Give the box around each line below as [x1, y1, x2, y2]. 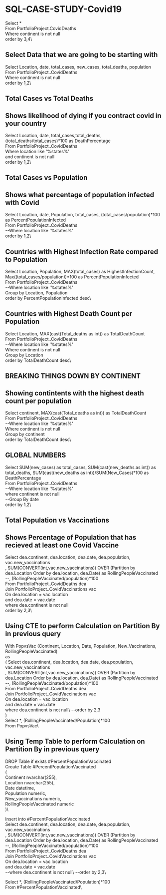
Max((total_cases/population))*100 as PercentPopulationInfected [5, 274, 139, 280]
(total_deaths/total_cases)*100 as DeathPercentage [5, 138, 111, 144]
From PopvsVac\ [5, 722, 39, 729]
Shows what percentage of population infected [5, 190, 155, 199]
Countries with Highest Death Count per [5, 309, 133, 318]
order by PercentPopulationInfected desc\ [5, 295, 91, 301]
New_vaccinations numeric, [5, 795, 62, 801]
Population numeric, [5, 790, 46, 796]
